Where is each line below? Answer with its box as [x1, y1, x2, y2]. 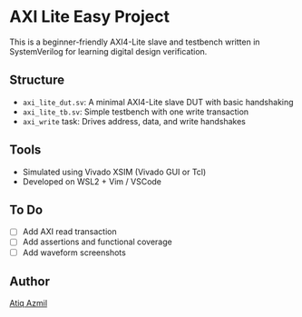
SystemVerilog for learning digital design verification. [9, 45, 208, 56]
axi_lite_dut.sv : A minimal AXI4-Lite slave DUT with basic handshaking [22, 96, 294, 107]
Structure [9, 73, 65, 88]
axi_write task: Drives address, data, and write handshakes [22, 115, 247, 126]
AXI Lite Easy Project [9, 6, 170, 27]
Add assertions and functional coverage [22, 236, 172, 247]
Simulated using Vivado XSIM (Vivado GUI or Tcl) [22, 166, 207, 177]
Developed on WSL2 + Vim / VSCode [22, 175, 161, 187]
